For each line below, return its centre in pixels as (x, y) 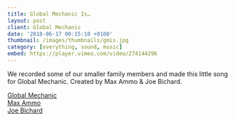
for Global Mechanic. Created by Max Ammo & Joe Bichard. (95, 81)
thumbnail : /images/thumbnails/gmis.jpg (68, 41)
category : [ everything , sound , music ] (65, 47)
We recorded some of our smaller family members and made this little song (118, 74)
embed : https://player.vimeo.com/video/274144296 (83, 54)
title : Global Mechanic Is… (49, 14)
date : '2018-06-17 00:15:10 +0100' (60, 34)
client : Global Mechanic (44, 27)
